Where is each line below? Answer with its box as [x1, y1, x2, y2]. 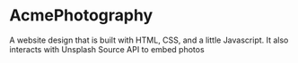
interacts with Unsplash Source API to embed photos [9, 43, 205, 54]
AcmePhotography [9, 5, 153, 26]
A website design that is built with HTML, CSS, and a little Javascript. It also [9, 35, 289, 45]
